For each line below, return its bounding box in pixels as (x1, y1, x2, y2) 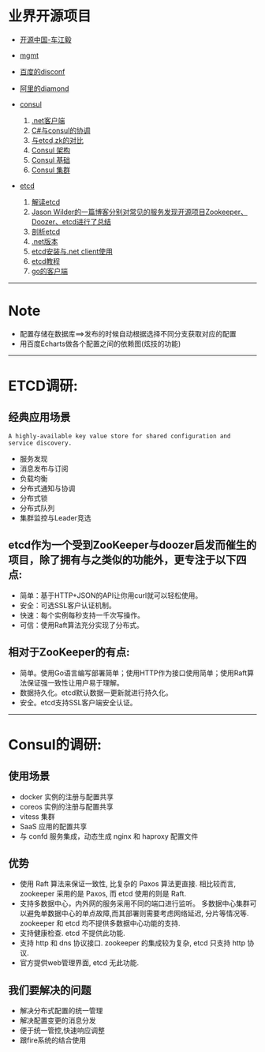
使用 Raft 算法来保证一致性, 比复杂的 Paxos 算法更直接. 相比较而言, (19, 879, 237, 889)
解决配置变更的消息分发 (19, 1016, 96, 1025)
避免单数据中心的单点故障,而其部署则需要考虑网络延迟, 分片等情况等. (26, 909, 249, 919)
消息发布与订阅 (19, 464, 69, 473)
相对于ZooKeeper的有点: (8, 645, 130, 659)
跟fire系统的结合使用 (19, 1035, 87, 1045)
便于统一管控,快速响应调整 (19, 1026, 105, 1035)
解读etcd (31, 197, 61, 206)
